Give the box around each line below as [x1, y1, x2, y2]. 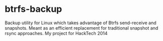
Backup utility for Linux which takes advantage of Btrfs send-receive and [5, 20, 157, 26]
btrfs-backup [5, 3, 63, 15]
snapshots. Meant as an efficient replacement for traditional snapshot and [5, 25, 158, 31]
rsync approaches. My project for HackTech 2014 [5, 30, 108, 36]
